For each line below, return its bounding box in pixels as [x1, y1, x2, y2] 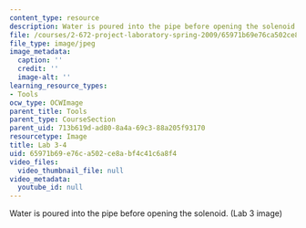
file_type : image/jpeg [9, 38, 96, 48]
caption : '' [17, 56, 64, 65]
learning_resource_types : [9, 81, 107, 90]
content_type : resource [9, 13, 100, 23]
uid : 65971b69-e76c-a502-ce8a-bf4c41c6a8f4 [9, 149, 178, 158]
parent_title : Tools [9, 107, 88, 116]
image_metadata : [9, 47, 71, 57]
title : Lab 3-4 [9, 140, 67, 150]
